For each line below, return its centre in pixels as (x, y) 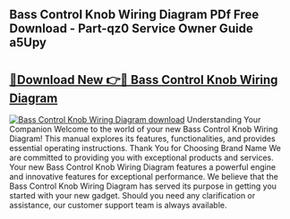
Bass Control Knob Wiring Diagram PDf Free (134, 15)
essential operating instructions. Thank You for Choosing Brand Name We (145, 148)
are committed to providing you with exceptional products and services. (142, 157)
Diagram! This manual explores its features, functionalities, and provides (142, 139)
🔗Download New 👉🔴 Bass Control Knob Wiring (144, 80)
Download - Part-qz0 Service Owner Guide (131, 29)
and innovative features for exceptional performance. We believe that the (144, 177)
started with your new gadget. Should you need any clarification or (132, 195)
